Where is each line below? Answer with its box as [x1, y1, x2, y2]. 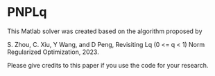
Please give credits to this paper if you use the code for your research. [7, 61, 209, 69]
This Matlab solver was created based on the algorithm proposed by [7, 27, 203, 35]
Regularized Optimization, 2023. [7, 48, 99, 56]
